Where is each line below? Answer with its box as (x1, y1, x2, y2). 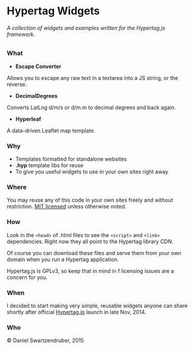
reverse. (7, 81, 27, 88)
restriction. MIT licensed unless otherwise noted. (7, 203, 127, 210)
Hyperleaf (15, 115, 41, 122)
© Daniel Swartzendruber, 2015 (7, 337, 84, 344)
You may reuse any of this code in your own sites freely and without (7, 197, 173, 204)
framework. (7, 30, 35, 38)
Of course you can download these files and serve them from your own (7, 249, 182, 256)
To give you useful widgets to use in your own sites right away (15, 168, 168, 176)
